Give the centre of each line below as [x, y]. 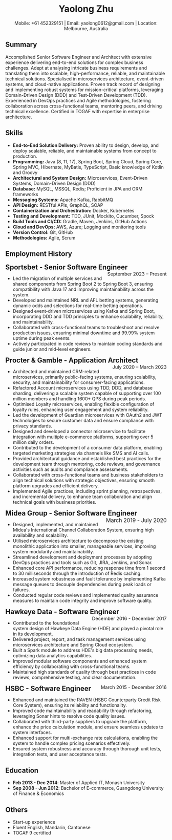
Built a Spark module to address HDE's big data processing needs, [83, 650]
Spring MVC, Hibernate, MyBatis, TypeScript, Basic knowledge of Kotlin [88, 167]
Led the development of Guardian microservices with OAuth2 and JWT [87, 415]
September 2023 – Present [137, 274]
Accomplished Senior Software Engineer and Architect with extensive [79, 57]
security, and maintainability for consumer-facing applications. [79, 382]
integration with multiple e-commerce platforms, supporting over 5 [83, 437]
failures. [21, 590]
